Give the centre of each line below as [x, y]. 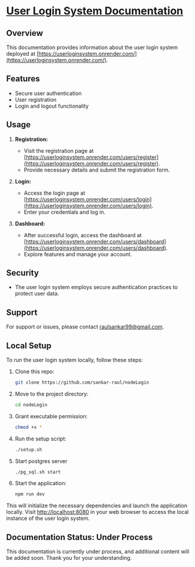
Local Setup [29, 346]
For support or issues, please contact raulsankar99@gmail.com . [85, 327]
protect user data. [37, 293]
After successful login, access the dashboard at [83, 235]
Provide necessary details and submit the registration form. [97, 170]
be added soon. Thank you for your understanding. [69, 558]
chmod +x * [28, 427]
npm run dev [30, 494]
